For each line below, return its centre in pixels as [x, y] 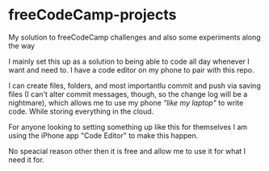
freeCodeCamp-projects [92, 15]
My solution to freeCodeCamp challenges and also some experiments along [134, 37]
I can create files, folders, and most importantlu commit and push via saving [134, 85]
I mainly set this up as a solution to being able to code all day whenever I [129, 61]
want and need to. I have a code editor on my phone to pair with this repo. [131, 69]
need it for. [26, 160]
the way [21, 45]
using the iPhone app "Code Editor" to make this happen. [103, 136]
